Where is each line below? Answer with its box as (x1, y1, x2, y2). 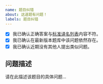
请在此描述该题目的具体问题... (5, 73, 67, 80)
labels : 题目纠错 (5, 16, 39, 21)
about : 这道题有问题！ (5, 12, 48, 17)
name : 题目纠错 (5, 7, 34, 12)
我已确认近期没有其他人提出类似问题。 (12, 43, 92, 49)
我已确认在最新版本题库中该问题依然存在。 (12, 37, 101, 43)
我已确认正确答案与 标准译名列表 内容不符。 (12, 31, 101, 37)
